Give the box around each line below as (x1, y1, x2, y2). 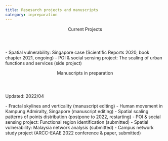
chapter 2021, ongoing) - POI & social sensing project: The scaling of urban (5, 54, 163, 61)
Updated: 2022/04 (5, 93, 44, 99)
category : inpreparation (5, 12, 58, 17)
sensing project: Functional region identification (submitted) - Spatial (5, 119, 148, 125)
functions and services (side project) (5, 60, 82, 66)
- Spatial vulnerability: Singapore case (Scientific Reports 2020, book (5, 49, 150, 55)
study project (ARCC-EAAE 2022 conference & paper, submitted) (5, 130, 141, 136)
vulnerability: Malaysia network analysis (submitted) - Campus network (5, 124, 154, 130)
